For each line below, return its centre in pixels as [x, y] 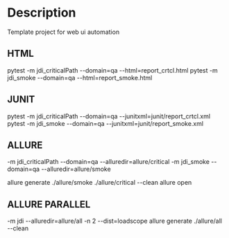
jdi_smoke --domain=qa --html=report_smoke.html [80, 77]
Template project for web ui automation [63, 32]
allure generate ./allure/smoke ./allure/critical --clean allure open [100, 183]
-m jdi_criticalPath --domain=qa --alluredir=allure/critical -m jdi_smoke [109, 162]
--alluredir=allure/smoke [76, 169]
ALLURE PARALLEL [49, 204]
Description [42, 13]
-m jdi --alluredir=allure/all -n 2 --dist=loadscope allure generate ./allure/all [114, 221]
